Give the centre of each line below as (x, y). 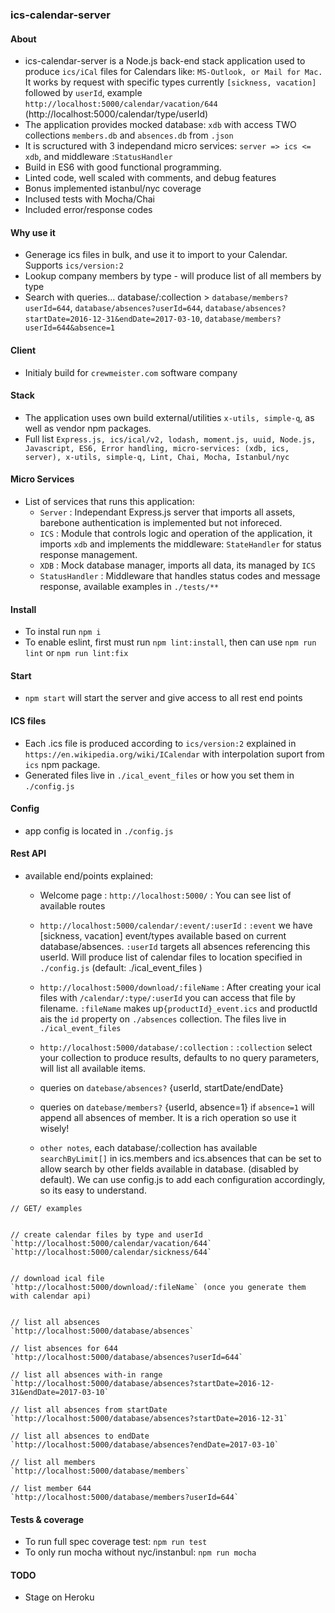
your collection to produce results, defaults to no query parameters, (179, 1057)
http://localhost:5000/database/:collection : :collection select (176, 1047)
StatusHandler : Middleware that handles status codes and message (180, 575)
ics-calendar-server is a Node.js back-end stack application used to (165, 61)
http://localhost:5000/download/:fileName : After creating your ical (180, 987)
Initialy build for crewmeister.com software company (131, 372)
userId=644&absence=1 (69, 328)
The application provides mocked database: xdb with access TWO (160, 125)
